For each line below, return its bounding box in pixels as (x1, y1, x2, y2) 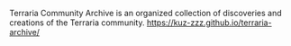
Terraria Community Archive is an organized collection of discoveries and (9, 8, 282, 18)
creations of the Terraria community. (9, 17, 145, 28)
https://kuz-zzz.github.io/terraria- (146, 17, 272, 28)
